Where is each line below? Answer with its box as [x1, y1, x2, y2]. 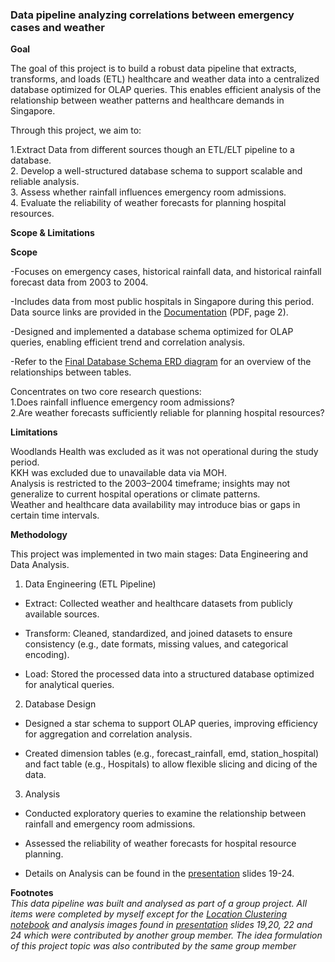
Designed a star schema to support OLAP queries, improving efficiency [24, 718, 318, 730]
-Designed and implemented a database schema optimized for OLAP [10, 326, 294, 338]
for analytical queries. [24, 679, 115, 691]
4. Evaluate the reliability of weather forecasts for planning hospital [10, 197, 287, 209]
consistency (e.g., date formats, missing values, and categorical [24, 638, 289, 650]
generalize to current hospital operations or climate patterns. [10, 488, 261, 500]
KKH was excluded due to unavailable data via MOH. [10, 467, 227, 479]
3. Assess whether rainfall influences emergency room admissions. [10, 186, 287, 198]
